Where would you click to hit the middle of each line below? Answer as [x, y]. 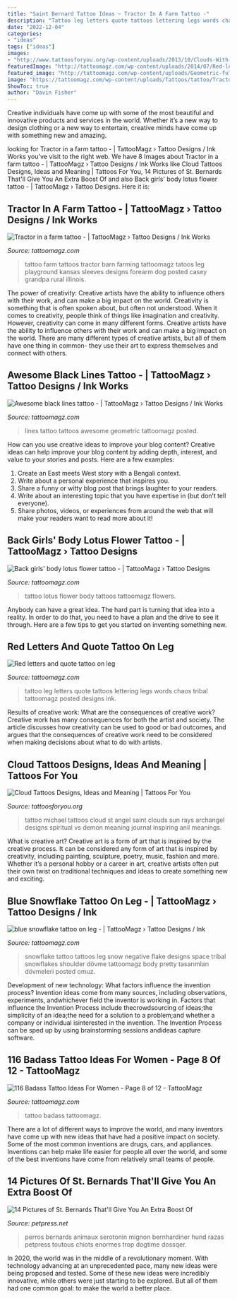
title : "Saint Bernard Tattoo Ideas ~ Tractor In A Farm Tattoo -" [109, 14]
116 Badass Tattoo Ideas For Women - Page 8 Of [114, 1060]
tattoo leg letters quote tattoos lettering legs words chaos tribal [116, 691]
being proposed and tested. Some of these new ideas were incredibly [108, 1273]
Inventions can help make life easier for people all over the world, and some [117, 1151]
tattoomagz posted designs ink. [71, 699]
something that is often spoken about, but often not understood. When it [112, 307]
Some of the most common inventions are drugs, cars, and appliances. [110, 1144]
